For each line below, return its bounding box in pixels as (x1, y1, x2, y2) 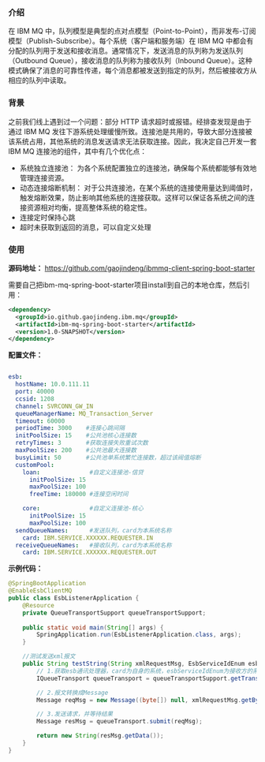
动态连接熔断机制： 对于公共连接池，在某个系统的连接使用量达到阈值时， (19, 183, 257, 192)
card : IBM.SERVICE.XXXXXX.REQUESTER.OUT (22, 548, 157, 557)
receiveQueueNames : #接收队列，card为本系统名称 (15, 541, 172, 549)
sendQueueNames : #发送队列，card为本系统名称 (15, 526, 172, 534)
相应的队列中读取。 (8, 76, 71, 85)
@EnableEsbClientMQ (8, 587, 73, 595)
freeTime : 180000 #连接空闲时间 (28, 491, 129, 499)
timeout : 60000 (15, 416, 65, 425)
